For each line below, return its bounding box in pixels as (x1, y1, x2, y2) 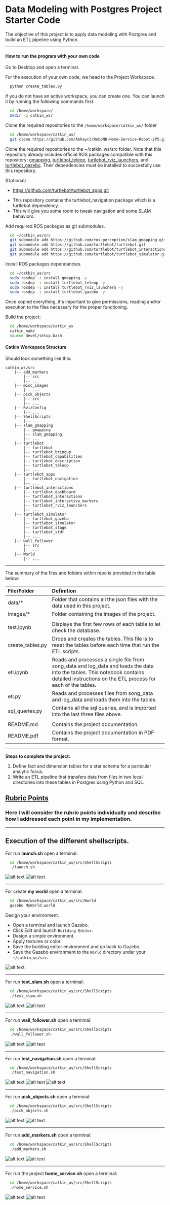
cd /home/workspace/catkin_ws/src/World (10, 898, 96, 903)
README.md (8, 721, 38, 728)
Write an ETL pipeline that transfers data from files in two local (12, 774, 143, 780)
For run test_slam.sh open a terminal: (5, 979, 84, 985)
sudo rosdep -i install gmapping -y (10, 275, 87, 280)
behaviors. (12, 213, 35, 219)
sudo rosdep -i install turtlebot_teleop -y (10, 280, 105, 285)
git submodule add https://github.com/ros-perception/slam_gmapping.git (10, 238, 166, 243)
